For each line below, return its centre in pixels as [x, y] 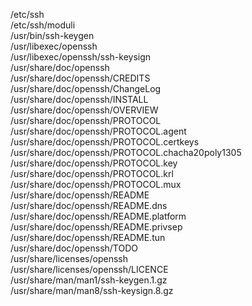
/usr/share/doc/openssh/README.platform [98, 216]
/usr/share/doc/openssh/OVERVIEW [84, 110]
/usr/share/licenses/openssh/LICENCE [89, 269]
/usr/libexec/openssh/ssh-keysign [81, 57]
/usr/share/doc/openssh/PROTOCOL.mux [96, 184]
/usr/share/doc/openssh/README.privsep [96, 227]
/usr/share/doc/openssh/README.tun [88, 237]
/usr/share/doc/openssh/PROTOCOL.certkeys [105, 142]
